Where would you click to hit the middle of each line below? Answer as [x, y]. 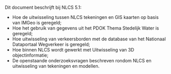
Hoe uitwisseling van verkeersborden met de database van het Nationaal [89, 39]
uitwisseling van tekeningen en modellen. [56, 66]
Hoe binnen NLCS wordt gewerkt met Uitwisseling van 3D [73, 50]
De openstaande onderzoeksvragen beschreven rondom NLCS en [82, 60]
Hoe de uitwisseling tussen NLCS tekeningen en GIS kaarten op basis [85, 17]
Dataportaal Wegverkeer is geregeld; [51, 44]
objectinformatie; [30, 55]
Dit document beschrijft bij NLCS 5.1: [43, 7]
